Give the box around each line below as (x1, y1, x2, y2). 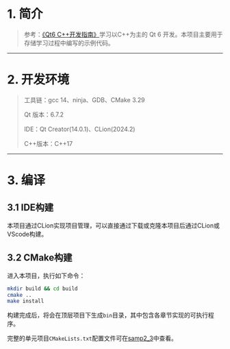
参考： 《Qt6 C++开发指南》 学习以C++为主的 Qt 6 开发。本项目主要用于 (23, 30, 223, 38)
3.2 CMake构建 (7, 252, 73, 264)
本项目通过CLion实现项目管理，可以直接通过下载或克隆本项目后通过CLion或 (7, 221, 220, 230)
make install (7, 298, 44, 305)
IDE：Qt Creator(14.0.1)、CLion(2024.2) (23, 125, 136, 133)
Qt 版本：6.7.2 (23, 110, 64, 119)
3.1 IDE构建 (7, 202, 54, 213)
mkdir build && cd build (7, 285, 78, 292)
